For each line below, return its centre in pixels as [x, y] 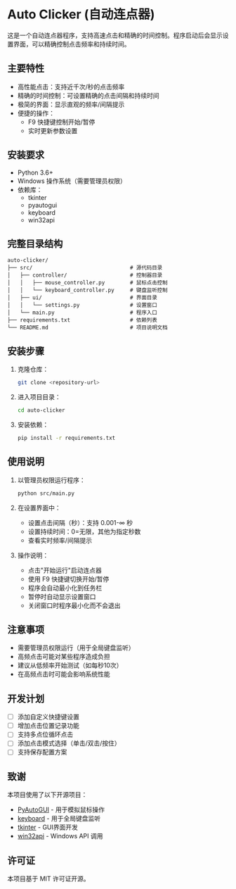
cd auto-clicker [41, 410]
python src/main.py [46, 493]
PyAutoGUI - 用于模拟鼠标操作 [61, 809]
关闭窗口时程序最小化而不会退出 [74, 605]
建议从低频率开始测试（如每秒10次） [70, 665]
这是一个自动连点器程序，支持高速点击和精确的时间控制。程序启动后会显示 [115, 35]
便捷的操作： [36, 113]
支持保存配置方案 [42, 752]
